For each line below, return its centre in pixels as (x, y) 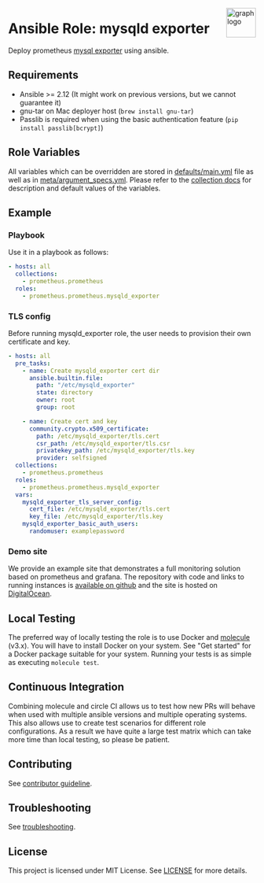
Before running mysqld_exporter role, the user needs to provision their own (130, 333)
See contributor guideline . (50, 783)
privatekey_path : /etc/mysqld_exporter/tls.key (115, 451)
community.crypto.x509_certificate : (89, 429)
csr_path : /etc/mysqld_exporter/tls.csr (103, 443)
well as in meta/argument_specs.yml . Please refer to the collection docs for (130, 179)
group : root (56, 408)
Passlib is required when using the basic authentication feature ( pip (129, 119)
